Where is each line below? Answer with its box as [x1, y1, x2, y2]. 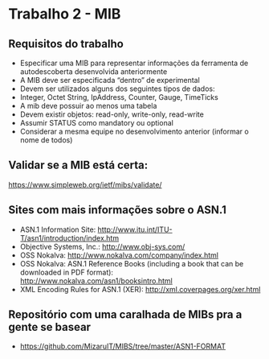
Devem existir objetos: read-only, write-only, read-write [19, 109, 205, 119]
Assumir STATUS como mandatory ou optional [19, 118, 174, 127]
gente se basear [8, 320, 91, 334]
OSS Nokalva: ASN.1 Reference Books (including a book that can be [19, 258, 244, 268]
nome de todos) [19, 135, 73, 145]
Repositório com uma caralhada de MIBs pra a [8, 307, 243, 322]
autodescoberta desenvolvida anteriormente [19, 67, 168, 76]
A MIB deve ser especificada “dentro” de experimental [19, 76, 201, 85]
